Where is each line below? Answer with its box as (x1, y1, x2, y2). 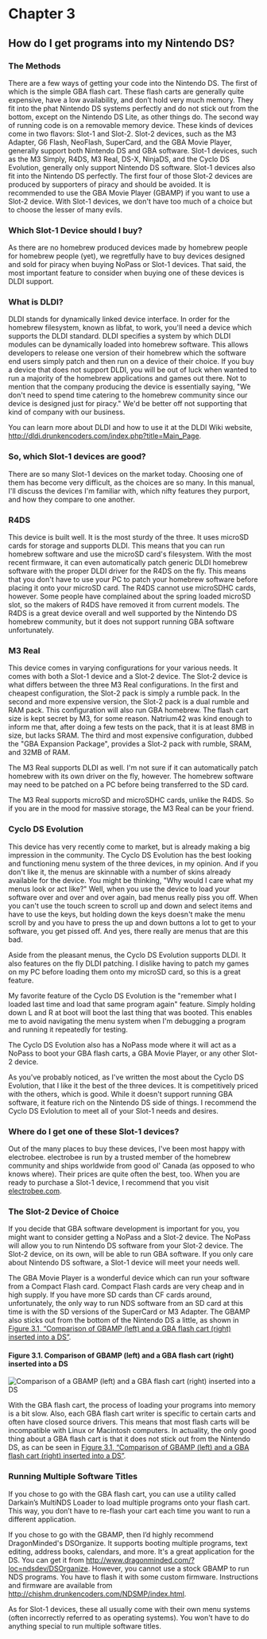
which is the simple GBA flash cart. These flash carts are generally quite (8, 87, 245, 96)
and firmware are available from (8, 1580, 113, 1590)
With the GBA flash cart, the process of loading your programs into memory (8, 1401, 256, 1410)
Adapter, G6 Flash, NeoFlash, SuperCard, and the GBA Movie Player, (8, 137, 233, 147)
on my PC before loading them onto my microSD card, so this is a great (8, 967, 241, 976)
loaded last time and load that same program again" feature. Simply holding (8, 999, 256, 1009)
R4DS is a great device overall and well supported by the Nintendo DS (8, 609, 238, 618)
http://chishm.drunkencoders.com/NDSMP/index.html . (8, 1589, 187, 1598)
